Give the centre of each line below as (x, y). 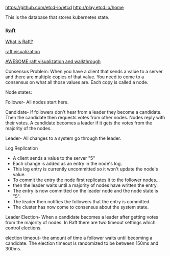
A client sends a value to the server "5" (54, 158)
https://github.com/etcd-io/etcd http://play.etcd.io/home (65, 7)
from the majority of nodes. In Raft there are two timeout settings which (80, 223)
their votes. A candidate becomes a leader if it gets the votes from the (79, 123)
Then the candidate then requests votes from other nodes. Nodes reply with (85, 118)
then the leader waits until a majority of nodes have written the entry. (85, 185)
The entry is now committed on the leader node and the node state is (85, 191)
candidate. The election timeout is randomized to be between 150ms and (82, 243)
